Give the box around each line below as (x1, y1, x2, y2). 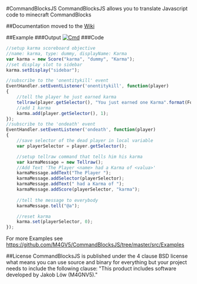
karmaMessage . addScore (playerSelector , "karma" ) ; (16, 187, 141, 192)
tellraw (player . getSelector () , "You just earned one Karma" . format (16, 99, 185, 105)
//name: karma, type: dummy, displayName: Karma (6, 50, 127, 56)
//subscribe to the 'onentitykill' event (6, 77, 109, 84)
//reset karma (16, 214, 51, 219)
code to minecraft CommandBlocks (6, 11, 92, 18)
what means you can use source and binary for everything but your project (6, 259, 188, 266)
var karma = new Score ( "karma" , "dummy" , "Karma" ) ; (6, 56, 135, 62)
